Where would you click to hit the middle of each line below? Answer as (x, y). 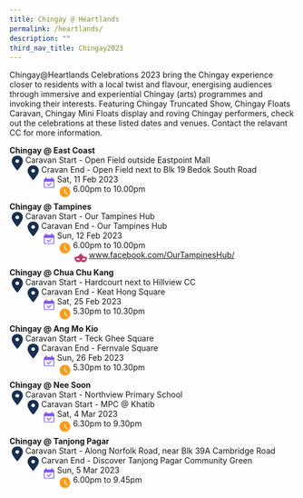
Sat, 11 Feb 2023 (88, 179)
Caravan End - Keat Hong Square (103, 292)
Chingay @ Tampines (51, 207)
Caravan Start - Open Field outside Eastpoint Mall (118, 160)
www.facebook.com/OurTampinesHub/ (162, 255)
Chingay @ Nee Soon (50, 385)
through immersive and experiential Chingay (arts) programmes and (136, 95)
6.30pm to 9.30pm (108, 423)
